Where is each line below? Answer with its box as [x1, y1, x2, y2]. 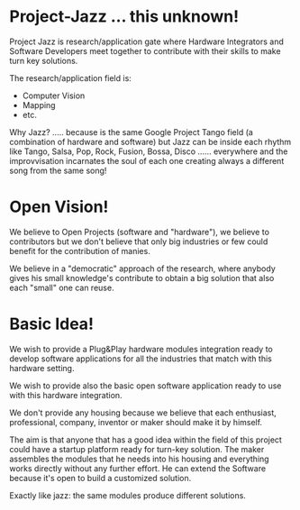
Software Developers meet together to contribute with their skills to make [9, 45, 281, 56]
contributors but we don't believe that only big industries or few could [9, 236, 268, 247]
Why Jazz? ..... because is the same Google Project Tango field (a [9, 126, 254, 137]
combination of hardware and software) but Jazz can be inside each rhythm [9, 136, 292, 147]
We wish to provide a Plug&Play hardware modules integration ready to [9, 343, 273, 354]
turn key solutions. [9, 55, 78, 66]
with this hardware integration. [9, 389, 123, 400]
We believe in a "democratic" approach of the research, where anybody [9, 263, 277, 274]
